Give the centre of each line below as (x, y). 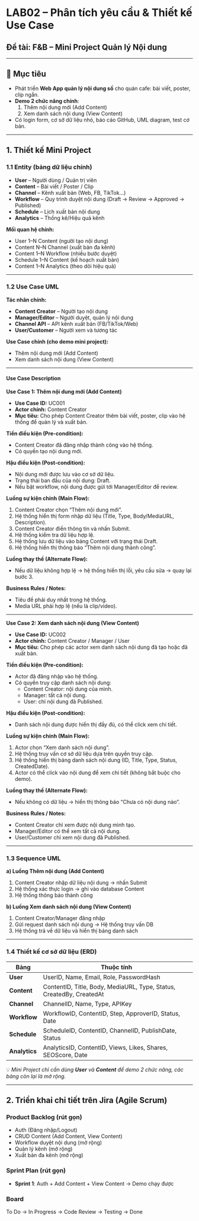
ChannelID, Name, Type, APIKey (87, 1004)
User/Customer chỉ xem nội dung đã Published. (72, 837)
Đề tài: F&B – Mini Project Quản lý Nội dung (86, 47)
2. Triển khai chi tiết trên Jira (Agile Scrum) (87, 1100)
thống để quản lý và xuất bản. (51, 422)
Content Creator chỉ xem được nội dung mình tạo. (75, 825)
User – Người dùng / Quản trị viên (56, 180)
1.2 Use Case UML (33, 287)
